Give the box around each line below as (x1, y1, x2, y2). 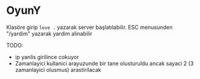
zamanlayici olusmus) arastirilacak (15, 66, 101, 73)
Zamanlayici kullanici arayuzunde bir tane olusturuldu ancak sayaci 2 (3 (15, 60, 194, 67)
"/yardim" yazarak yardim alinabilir (6, 30, 93, 37)
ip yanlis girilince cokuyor (15, 53, 79, 60)
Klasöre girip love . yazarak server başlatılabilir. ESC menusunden (6, 24, 173, 31)
